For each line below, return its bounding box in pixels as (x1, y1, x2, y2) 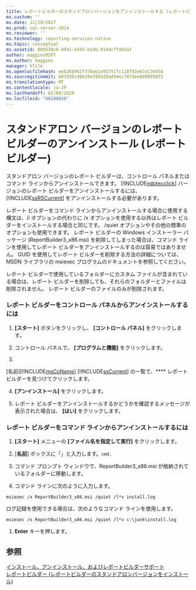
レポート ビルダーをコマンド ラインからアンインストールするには (6, 423, 188, 431)
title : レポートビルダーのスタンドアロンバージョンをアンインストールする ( (6, 8, 169, 15)
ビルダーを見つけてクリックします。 (6, 375, 93, 382)
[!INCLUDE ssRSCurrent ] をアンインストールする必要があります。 (6, 194, 163, 201)
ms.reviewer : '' (6, 30, 46, 36)
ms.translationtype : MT (6, 80, 64, 85)
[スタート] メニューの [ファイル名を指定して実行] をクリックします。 (14, 438, 180, 445)
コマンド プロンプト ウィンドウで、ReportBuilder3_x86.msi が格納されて (14, 463, 189, 470)
